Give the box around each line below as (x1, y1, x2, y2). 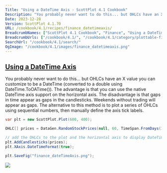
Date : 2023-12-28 (5, 16, 41, 21)
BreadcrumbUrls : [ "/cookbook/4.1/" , (5, 35, 81, 40)
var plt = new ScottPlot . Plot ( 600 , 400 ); (5, 117, 92, 122)
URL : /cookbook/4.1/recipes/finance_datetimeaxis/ (5, 26, 112, 31)
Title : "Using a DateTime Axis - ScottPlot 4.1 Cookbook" (5, 7, 128, 12)
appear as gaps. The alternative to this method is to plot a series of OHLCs (5, 102, 158, 108)
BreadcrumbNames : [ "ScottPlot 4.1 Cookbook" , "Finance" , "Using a (5, 30, 146, 35)
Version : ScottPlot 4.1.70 (5, 21, 61, 26)
